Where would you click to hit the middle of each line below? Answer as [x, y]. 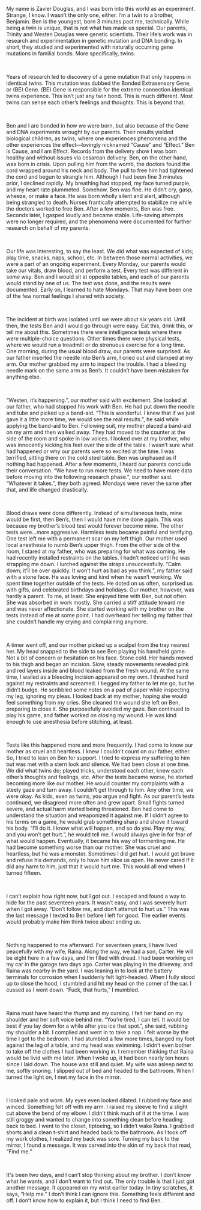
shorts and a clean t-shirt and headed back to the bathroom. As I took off [97, 1132]
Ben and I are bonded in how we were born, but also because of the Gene [97, 125]
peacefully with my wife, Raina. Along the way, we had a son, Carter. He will [100, 951]
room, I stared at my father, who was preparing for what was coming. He [96, 551]
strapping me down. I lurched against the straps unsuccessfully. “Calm [94, 564]
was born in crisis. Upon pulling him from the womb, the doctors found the [98, 164]
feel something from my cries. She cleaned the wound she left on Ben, [93, 702]
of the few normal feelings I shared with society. [66, 296]
